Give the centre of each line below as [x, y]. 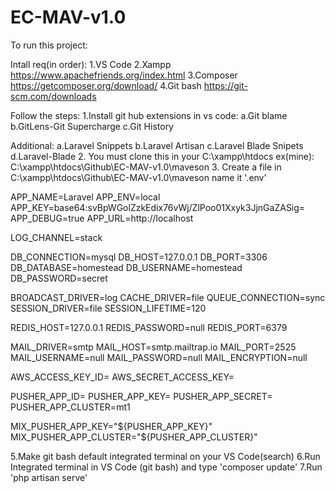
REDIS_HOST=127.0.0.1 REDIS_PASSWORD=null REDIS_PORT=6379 [149, 327]
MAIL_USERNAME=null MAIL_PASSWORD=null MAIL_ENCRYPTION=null [159, 357]
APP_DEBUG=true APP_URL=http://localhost [102, 218]
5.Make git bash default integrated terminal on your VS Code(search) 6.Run [165, 456]
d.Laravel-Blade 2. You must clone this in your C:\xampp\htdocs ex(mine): [162, 156]
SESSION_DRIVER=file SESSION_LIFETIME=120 [108, 308]
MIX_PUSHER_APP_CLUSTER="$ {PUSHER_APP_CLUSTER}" [134, 437]
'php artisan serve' [49, 477]
